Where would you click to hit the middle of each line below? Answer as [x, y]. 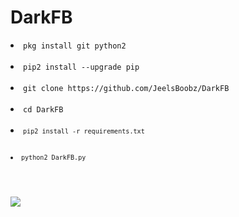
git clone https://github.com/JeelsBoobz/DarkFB [126, 88]
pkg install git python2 [75, 46]
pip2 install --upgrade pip [81, 67]
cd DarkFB [43, 109]
